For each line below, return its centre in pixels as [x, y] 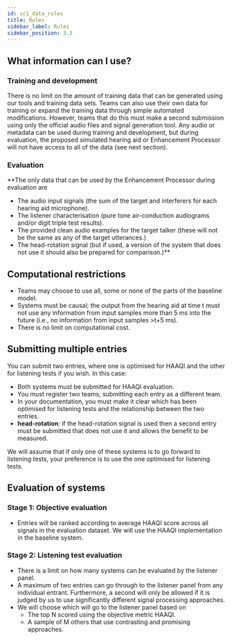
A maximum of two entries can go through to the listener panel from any [120, 585]
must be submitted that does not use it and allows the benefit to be [113, 430]
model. [27, 298]
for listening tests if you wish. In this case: [67, 373]
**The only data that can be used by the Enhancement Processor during [111, 180]
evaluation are [27, 188]
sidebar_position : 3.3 [40, 33]
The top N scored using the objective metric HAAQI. [102, 614]
